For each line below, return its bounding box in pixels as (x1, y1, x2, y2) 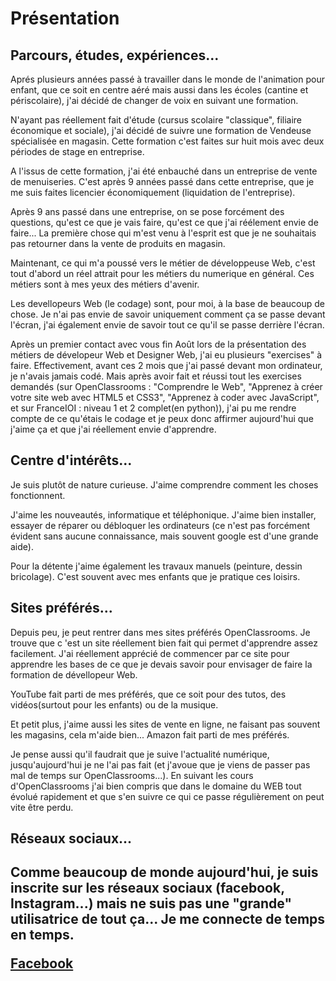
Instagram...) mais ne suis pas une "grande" (10, 895, 293, 912)
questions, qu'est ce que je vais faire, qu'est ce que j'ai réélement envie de (10, 217, 319, 228)
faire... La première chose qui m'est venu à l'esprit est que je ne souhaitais (10, 227, 317, 239)
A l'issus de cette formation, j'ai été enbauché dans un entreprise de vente (10, 165, 318, 177)
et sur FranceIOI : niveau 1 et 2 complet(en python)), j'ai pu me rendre (10, 402, 297, 414)
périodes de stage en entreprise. (10, 146, 145, 157)
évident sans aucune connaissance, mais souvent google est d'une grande (10, 530, 319, 542)
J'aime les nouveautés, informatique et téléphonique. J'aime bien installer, (10, 508, 317, 521)
